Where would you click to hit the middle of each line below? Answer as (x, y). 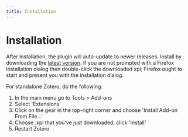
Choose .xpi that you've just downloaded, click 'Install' (80, 122)
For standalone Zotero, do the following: (54, 86)
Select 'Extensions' (38, 104)
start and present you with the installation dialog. (65, 75)
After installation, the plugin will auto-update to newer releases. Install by (94, 57)
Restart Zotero (32, 128)
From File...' (28, 116)
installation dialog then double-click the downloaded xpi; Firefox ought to (94, 69)
